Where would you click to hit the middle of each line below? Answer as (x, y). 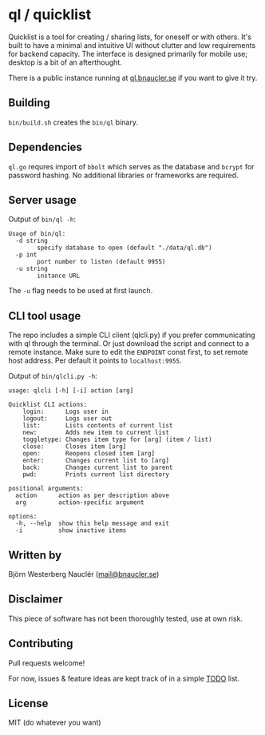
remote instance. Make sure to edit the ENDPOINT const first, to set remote (129, 352)
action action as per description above (93, 496)
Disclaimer (36, 600)
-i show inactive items (71, 530)
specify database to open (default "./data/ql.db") (125, 248)
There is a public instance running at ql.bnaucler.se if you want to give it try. (133, 77)
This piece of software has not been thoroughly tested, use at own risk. (126, 618)
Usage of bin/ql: (37, 234)
